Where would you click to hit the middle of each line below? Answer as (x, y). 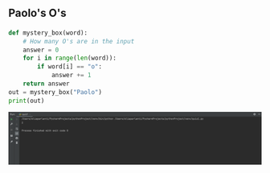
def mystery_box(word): (48, 33)
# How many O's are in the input (79, 41)
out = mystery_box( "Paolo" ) (55, 92)
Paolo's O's (37, 13)
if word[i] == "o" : (70, 67)
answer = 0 (41, 50)
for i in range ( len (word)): (70, 58)
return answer (46, 84)
